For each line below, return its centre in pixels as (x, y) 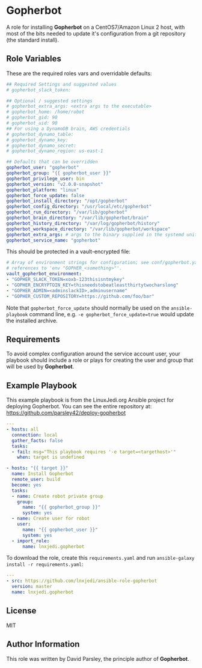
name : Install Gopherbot (43, 474)
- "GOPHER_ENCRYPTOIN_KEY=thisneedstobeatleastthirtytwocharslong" (93, 285)
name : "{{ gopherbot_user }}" (60, 530)
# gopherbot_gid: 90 (32, 118)
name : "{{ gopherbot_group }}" (61, 507)
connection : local (35, 435)
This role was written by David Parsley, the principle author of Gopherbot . (98, 658)
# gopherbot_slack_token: (38, 90)
